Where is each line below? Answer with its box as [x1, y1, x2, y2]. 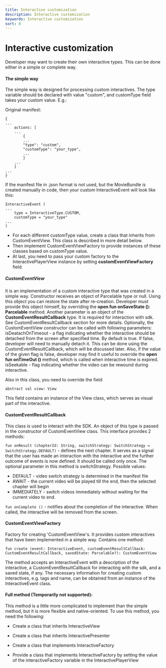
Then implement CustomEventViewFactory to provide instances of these [12, 243, 161, 249]
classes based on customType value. [12, 248, 88, 254]
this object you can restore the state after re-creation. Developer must [5, 299, 149, 305]
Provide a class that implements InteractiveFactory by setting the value [12, 652, 158, 658]
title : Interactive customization [5, 7, 77, 12]
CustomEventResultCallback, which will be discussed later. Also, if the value [5, 346, 161, 352]
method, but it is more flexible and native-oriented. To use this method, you [5, 608, 160, 614]
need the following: [5, 613, 45, 619]
